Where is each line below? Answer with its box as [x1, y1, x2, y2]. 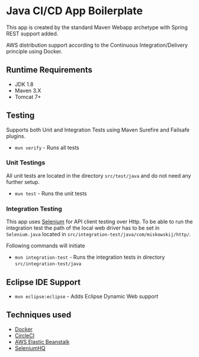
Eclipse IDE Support [6, 277, 81, 287]
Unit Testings [6, 159, 46, 167]
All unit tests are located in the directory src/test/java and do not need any [6, 172, 191, 179]
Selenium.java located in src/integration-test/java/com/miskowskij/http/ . [6, 231, 191, 238]
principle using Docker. [6, 47, 63, 54]
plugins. [6, 132, 25, 140]
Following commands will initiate [6, 242, 85, 249]
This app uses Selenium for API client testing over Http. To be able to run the [6, 218, 193, 226]
